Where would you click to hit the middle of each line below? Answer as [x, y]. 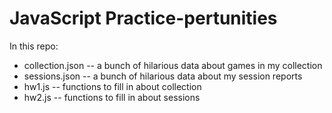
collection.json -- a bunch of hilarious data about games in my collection [173, 65]
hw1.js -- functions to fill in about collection [112, 86]
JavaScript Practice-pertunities [143, 18]
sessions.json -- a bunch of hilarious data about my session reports [163, 76]
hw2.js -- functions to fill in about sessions [112, 97]
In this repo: [34, 46]
